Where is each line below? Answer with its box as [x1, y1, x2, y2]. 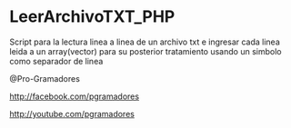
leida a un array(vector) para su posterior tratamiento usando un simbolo [9, 45, 282, 56]
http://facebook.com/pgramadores [9, 91, 139, 102]
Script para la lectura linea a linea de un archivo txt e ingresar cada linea [9, 36, 280, 47]
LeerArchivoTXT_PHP [9, 6, 176, 27]
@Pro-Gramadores [9, 73, 80, 84]
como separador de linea [9, 55, 104, 66]
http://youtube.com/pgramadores [9, 108, 135, 119]
